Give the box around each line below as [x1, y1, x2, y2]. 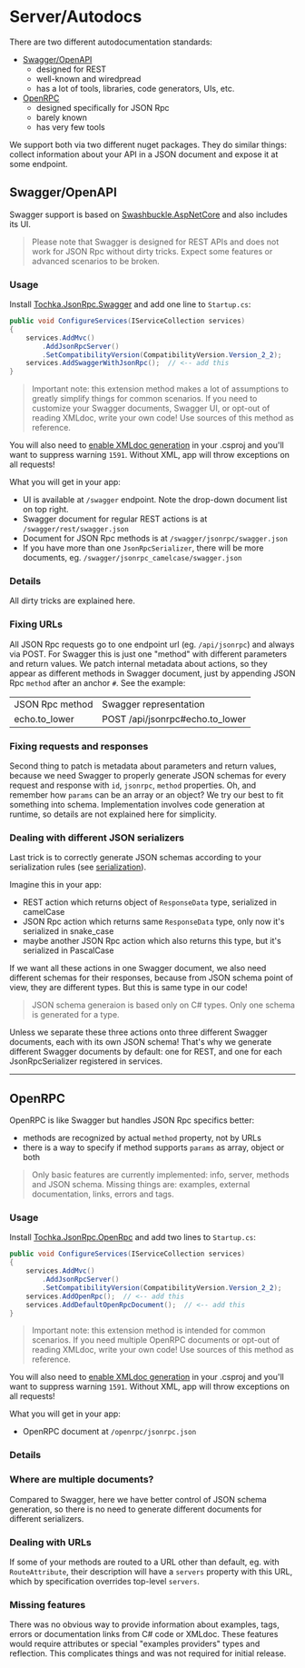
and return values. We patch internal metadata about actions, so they [9, 658, 268, 669]
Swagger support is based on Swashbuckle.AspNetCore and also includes [9, 209, 288, 220]
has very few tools [35, 121, 106, 133]
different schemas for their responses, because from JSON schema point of [9, 972, 293, 983]
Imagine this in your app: [9, 879, 102, 890]
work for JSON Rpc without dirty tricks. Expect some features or [31, 245, 273, 256]
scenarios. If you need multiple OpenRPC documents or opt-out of [31, 1335, 280, 1345]
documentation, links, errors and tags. [31, 1188, 174, 1200]
